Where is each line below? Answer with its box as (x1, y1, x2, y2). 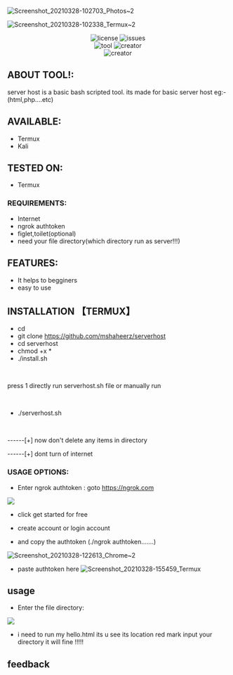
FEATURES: (7, 257, 58, 269)
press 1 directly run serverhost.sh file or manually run (7, 382, 161, 390)
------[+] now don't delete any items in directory (7, 436, 147, 444)
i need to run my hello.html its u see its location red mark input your (17, 630, 213, 639)
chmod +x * (17, 347, 52, 355)
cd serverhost (17, 340, 58, 348)
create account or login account (17, 524, 110, 532)
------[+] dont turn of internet (7, 450, 93, 458)
